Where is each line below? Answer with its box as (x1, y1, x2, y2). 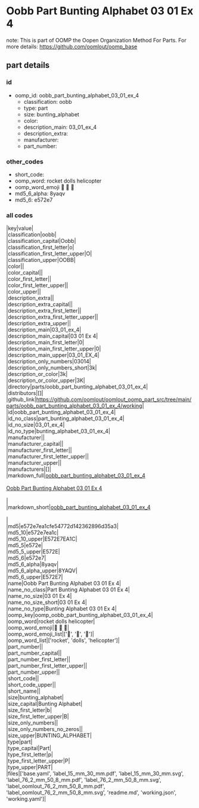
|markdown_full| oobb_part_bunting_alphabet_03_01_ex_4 (6, 472, 146, 479)
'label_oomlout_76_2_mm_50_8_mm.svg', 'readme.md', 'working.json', (6, 789, 177, 796)
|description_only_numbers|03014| (6, 358, 91, 365)
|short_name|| (6, 687, 41, 695)
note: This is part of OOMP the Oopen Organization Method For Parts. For (6, 36, 186, 44)
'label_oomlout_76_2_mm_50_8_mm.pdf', (6, 783, 105, 790)
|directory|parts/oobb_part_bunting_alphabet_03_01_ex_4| (6, 383, 148, 390)
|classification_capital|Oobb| (6, 238, 76, 245)
